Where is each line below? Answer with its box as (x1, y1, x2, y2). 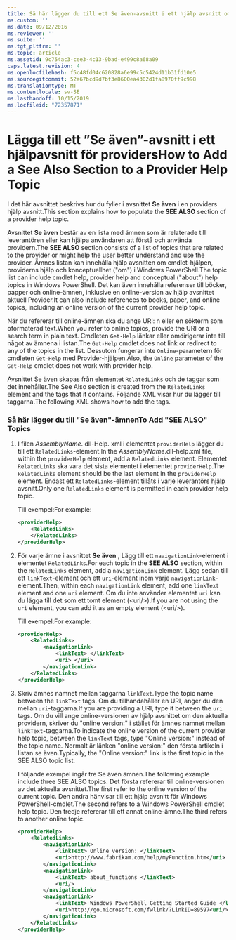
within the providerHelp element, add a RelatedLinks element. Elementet (17, 454, 228, 463)
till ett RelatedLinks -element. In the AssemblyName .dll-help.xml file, (17, 447, 213, 456)
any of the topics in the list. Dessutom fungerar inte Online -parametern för (7, 346, 223, 355)
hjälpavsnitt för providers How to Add (7, 147, 228, 163)
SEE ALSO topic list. (17, 756, 76, 764)
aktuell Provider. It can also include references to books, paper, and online (7, 296, 220, 304)
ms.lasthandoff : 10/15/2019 (7, 95, 90, 102)
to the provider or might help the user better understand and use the (7, 251, 205, 259)
